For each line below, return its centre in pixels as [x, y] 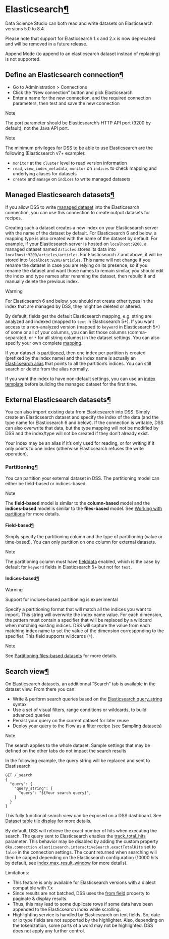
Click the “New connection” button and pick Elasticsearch [72, 92]
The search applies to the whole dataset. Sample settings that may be [78, 745]
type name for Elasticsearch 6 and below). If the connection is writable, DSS [84, 422]
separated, [16, 338]
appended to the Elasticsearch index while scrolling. [67, 909]
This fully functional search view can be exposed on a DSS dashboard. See [83, 815]
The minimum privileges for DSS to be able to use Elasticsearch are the [79, 148]
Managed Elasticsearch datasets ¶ [60, 195]
